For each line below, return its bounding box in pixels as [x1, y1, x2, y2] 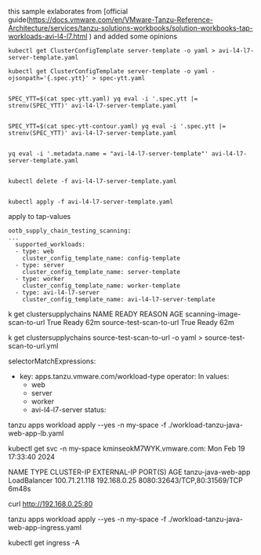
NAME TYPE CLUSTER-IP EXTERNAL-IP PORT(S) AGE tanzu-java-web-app [8, 467, 251, 476]
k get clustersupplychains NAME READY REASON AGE [8, 309, 184, 319]
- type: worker [15, 275, 65, 283]
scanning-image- [185, 309, 241, 319]
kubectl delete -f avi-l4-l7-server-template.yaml [8, 177, 177, 185]
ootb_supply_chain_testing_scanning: [8, 227, 132, 235]
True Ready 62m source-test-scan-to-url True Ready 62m [46, 318, 234, 327]
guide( [8, 15, 30, 24]
